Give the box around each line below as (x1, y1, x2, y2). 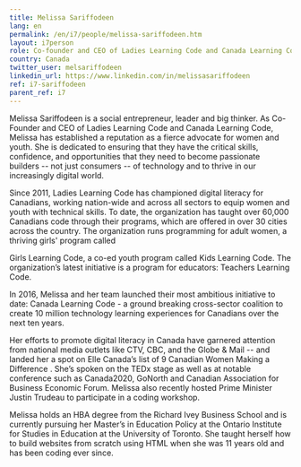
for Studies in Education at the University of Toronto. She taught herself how (9, 428, 291, 439)
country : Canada (9, 55, 70, 64)
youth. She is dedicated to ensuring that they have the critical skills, (9, 141, 259, 152)
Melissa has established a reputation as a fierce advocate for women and (9, 132, 279, 143)
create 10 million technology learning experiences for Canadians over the (9, 307, 279, 318)
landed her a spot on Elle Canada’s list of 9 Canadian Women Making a (9, 353, 271, 364)
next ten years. (9, 317, 64, 328)
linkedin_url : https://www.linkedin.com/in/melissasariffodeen (9, 72, 251, 81)
